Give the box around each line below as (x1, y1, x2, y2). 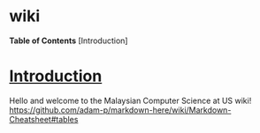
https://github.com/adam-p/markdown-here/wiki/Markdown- (9, 104, 232, 115)
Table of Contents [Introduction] (9, 35, 128, 46)
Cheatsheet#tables (9, 114, 79, 124)
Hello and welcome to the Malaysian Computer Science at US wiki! (9, 95, 252, 106)
